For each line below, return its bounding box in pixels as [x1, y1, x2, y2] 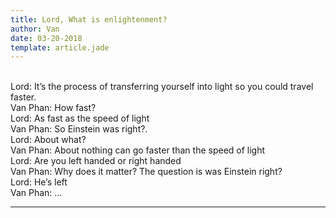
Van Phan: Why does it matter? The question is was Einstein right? [10, 166, 283, 178]
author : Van [10, 24, 60, 34]
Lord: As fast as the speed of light [10, 112, 150, 125]
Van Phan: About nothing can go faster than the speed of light [10, 144, 266, 156]
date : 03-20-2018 [10, 33, 83, 43]
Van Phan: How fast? [10, 102, 97, 114]
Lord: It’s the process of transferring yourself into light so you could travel [10, 81, 314, 93]
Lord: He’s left [10, 176, 68, 188]
